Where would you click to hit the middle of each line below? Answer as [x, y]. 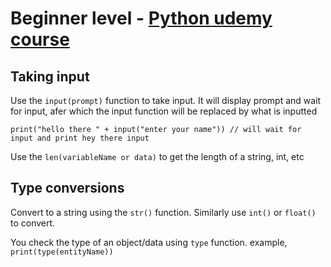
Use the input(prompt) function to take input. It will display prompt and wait [166, 100]
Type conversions [67, 188]
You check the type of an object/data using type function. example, [149, 242]
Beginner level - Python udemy [141, 18]
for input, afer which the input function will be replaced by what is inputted [164, 111]
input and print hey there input [80, 138]
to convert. [33, 223]
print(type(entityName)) [62, 252]
